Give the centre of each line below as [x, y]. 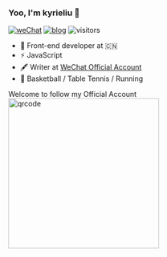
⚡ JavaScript [41, 55]
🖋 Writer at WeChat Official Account [81, 67]
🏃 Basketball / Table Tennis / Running [81, 78]
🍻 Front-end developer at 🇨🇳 [69, 46]
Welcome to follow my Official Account [73, 94]
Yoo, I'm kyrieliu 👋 [44, 13]
